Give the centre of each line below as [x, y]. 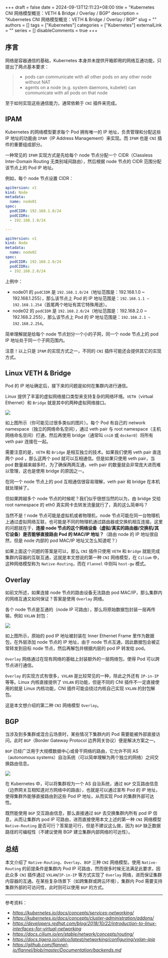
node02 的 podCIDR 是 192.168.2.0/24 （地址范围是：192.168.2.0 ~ [80, 311]
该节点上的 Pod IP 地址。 [31, 167]
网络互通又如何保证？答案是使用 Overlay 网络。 [58, 599]
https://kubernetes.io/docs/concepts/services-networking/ [73, 912]
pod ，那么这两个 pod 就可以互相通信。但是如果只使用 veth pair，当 [85, 459]
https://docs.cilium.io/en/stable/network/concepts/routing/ [73, 934]
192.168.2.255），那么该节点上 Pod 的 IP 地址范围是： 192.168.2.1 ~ [81, 317]
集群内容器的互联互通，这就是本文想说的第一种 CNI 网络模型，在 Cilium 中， [83, 557]
